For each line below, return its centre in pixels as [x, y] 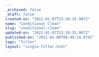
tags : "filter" [21, 42]
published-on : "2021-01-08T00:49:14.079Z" [50, 38]
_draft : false [20, 14]
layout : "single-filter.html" [37, 47]
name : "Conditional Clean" [33, 24]
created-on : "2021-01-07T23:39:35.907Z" [48, 19]
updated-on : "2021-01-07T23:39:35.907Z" [48, 33]
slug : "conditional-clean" [33, 28]
